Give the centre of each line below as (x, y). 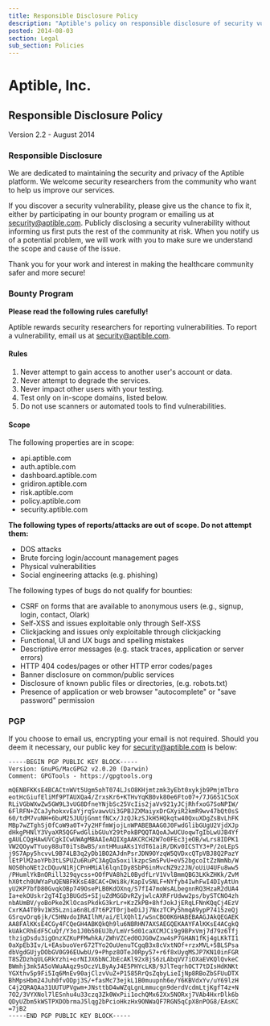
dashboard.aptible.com (58, 476)
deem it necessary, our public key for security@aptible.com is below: (123, 747)
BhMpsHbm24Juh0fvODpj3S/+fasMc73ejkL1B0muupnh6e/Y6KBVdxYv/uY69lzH (124, 981)
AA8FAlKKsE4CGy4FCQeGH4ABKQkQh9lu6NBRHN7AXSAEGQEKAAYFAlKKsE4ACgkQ (124, 924)
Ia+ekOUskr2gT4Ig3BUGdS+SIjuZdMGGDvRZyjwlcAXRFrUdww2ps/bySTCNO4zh (124, 896)
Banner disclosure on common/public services (97, 675)
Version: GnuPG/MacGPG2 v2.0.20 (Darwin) (79, 769)
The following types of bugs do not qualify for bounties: (100, 591)
